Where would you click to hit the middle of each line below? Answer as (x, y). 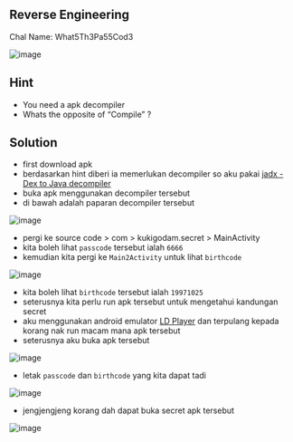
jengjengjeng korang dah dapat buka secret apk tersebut (128, 410)
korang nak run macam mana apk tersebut (101, 331)
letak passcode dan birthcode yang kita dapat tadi (114, 376)
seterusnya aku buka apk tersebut (86, 341)
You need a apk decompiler (73, 104)
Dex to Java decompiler (66, 184)
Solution (33, 143)
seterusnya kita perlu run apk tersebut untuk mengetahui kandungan (150, 302)
